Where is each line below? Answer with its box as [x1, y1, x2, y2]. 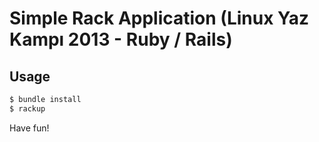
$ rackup [9, 103, 46, 114]
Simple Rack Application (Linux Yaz [9, 7, 309, 30]
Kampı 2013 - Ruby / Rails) [9, 28, 233, 51]
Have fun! [9, 122, 50, 134]
